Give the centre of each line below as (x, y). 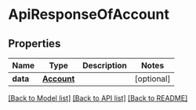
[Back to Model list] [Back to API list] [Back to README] (98, 98)
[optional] (152, 79)
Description (105, 66)
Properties (34, 44)
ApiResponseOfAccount (89, 15)
